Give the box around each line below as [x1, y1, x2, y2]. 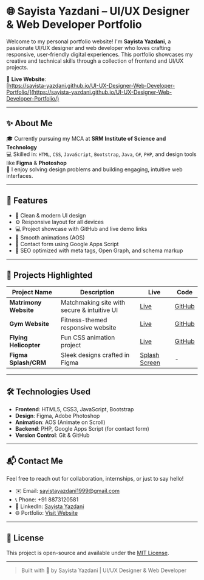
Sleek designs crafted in [60, 351, 130, 359]
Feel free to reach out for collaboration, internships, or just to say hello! [6, 475, 184, 482]
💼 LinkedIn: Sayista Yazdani [15, 503, 84, 510]
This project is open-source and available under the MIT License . [6, 549, 169, 556]
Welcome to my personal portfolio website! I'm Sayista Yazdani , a [6, 38, 171, 45]
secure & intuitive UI [60, 306, 118, 314]
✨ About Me [6, 118, 53, 129]
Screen [139, 358, 161, 367]
